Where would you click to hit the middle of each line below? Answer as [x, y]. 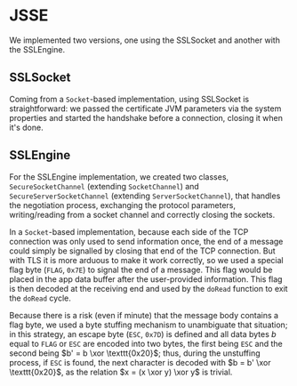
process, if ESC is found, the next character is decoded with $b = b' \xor [140, 362]
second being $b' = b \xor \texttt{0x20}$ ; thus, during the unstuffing [135, 353]
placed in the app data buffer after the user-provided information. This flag [146, 279]
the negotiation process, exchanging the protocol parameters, [122, 205]
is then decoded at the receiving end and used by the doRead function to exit [148, 288]
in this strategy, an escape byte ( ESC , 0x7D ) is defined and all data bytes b [143, 334]
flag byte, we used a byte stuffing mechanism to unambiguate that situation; [148, 325]
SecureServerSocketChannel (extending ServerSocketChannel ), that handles [145, 196]
